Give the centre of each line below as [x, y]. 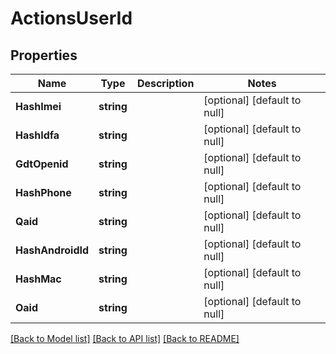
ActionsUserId [71, 18]
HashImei [38, 106]
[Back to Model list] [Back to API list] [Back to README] [125, 338]
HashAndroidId [52, 250]
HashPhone [43, 192]
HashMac [38, 279]
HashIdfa [37, 135]
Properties [44, 55]
